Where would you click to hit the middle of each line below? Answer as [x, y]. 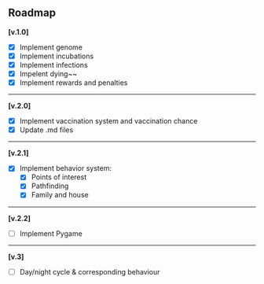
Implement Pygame [51, 233]
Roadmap [32, 13]
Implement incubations [57, 56]
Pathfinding [50, 186]
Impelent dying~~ [48, 74]
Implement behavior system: [66, 168]
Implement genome [51, 47]
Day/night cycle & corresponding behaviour [90, 271]
